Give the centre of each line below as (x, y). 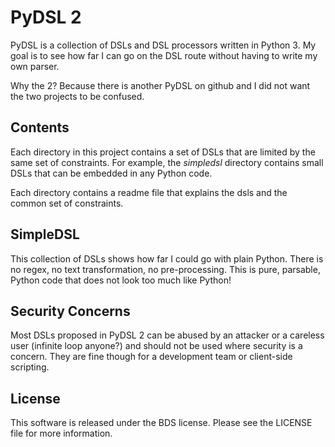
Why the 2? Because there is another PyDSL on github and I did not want (160, 85)
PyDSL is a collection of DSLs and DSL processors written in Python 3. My (163, 45)
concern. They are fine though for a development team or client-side (151, 357)
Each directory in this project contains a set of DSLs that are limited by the (163, 152)
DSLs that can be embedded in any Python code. (111, 173)
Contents (40, 127)
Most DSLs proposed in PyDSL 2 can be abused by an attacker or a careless (167, 335)
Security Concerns (70, 311)
